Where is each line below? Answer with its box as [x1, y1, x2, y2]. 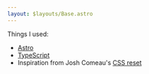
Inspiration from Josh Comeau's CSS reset [17, 58, 143, 67]
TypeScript [17, 51, 50, 59]
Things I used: [7, 30, 49, 38]
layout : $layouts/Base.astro [7, 10, 93, 18]
